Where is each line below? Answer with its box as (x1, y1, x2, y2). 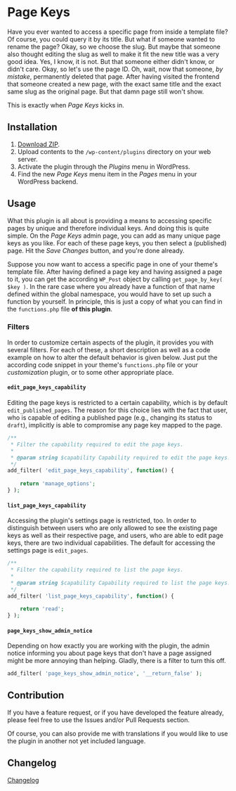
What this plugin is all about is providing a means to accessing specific (7, 216, 212, 225)
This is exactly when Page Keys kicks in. (7, 101, 124, 109)
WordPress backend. (17, 177, 79, 186)
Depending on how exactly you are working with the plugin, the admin (7, 641, 210, 650)
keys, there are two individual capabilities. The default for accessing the (7, 539, 216, 547)
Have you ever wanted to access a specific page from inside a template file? (7, 27, 228, 36)
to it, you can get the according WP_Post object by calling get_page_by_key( (7, 275, 223, 283)
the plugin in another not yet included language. (7, 736, 146, 745)
